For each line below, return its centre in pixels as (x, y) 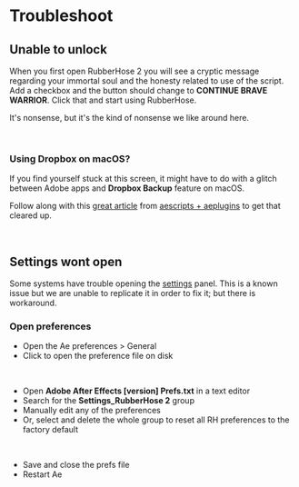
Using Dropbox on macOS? (70, 158)
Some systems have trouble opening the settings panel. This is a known (144, 283)
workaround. (33, 303)
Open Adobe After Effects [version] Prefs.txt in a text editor (136, 391)
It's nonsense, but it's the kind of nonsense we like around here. (130, 118)
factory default (50, 430)
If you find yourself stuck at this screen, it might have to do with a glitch (143, 179)
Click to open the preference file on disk (98, 356)
